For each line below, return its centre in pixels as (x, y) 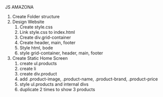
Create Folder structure (36, 16)
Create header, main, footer (48, 43)
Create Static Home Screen (40, 58)
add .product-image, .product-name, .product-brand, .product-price (89, 79)
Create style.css (36, 27)
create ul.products (38, 63)
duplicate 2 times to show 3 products (57, 89)
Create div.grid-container (45, 37)
